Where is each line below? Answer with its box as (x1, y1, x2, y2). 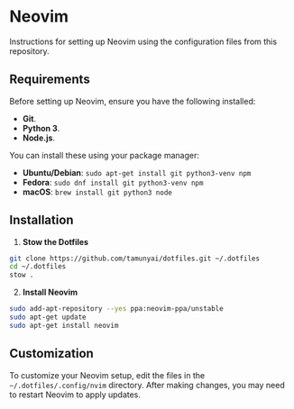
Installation (9, 213, 74, 228)
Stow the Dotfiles (22, 236, 88, 247)
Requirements (9, 72, 90, 87)
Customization (9, 346, 95, 361)
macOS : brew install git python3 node (22, 186, 173, 197)
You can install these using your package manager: (9, 150, 200, 160)
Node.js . (22, 132, 56, 143)
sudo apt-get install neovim (9, 321, 119, 330)
